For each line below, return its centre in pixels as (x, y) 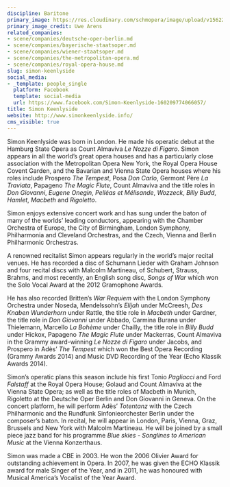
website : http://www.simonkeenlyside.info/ (70, 115)
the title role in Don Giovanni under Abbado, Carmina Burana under (102, 320)
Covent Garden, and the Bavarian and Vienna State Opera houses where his (114, 170)
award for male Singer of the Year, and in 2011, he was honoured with (105, 470)
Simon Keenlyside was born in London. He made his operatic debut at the (111, 141)
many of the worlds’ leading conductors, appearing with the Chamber (105, 220)
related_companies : (35, 33)
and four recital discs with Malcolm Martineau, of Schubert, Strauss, (103, 270)
